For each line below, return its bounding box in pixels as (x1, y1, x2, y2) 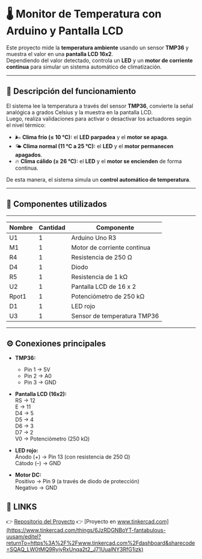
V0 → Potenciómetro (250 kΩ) (14, 435, 90, 442)
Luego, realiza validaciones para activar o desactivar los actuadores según (6, 115, 192, 122)
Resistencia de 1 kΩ (71, 273, 128, 281)
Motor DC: (14, 471, 42, 478)
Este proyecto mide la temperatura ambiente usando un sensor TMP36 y (6, 44, 189, 51)
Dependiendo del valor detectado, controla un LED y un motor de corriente (6, 57, 194, 64)
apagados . (14, 151, 43, 158)
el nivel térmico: (6, 121, 46, 129)
